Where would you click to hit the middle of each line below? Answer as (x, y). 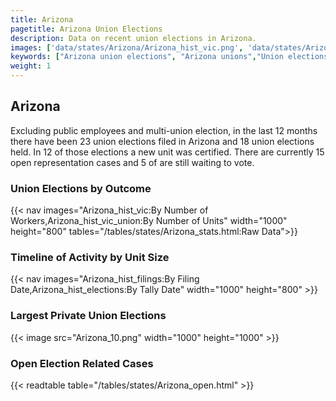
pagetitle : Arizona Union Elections (86, 29)
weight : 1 (31, 66)
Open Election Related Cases (82, 363)
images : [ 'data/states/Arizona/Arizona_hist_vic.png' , (127, 47)
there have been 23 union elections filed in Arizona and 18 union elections (162, 141)
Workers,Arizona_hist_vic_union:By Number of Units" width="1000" (149, 221)
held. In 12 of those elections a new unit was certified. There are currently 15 (167, 152)
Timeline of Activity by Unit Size (90, 258)
